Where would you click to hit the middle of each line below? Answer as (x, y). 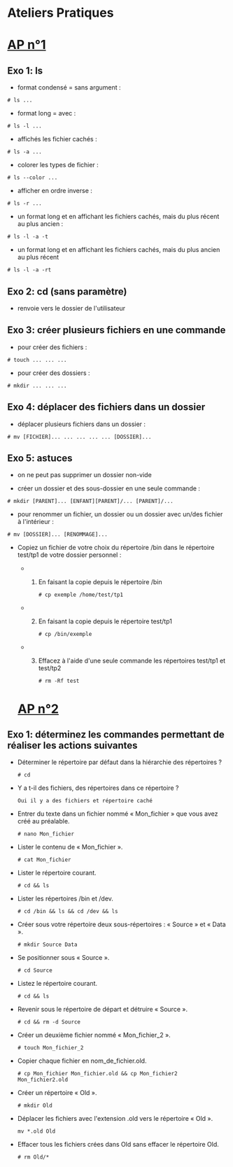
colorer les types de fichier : (58, 165)
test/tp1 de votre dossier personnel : (69, 555)
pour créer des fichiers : (52, 347)
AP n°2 (38, 709)
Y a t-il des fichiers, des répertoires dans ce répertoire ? (98, 788)
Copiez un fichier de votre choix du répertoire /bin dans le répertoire (116, 548)
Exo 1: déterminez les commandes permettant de (116, 735)
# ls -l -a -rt (29, 270)
